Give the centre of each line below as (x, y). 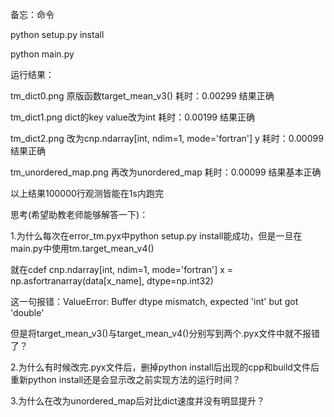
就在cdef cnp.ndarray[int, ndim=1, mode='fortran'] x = (122, 269)
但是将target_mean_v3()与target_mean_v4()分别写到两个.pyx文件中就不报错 (165, 333)
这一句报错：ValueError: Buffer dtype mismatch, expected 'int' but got (154, 301)
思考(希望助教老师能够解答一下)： (79, 214)
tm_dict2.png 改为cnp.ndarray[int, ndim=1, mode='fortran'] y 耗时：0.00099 (167, 138)
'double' (27, 312)
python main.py (42, 54)
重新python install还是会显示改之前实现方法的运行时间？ (126, 379)
